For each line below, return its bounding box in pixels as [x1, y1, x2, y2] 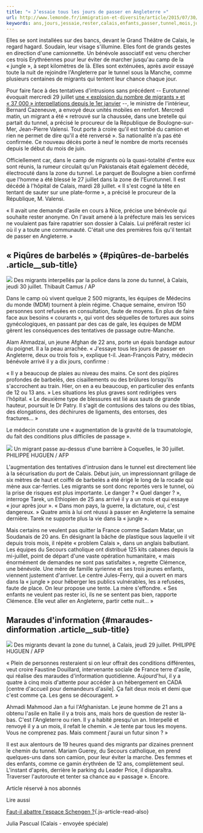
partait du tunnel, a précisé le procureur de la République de [6, 119, 156, 127]
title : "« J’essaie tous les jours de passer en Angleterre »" [6, 8, 169, 15]
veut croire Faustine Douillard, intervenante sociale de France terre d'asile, [6, 666, 192, 673]
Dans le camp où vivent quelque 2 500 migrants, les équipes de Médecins [6, 295, 192, 302]
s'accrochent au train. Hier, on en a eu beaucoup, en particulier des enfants [6, 383, 195, 390]
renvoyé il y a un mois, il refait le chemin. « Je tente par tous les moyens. [6, 723, 187, 729]
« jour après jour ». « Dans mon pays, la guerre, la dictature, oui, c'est [6, 502, 180, 509]
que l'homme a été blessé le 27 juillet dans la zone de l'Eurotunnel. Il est [6, 176, 185, 183]
